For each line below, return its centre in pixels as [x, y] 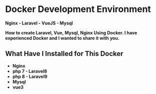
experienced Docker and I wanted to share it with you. [62, 38]
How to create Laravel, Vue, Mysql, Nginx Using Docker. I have [71, 32]
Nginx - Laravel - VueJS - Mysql [39, 23]
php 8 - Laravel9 [30, 76]
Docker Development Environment [78, 9]
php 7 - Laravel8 [30, 71]
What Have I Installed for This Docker [64, 54]
